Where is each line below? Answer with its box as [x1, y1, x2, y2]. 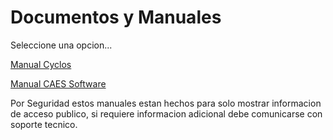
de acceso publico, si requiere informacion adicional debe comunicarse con [10, 107, 323, 120]
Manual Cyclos [10, 58, 72, 70]
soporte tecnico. [10, 118, 78, 130]
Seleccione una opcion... [10, 39, 113, 51]
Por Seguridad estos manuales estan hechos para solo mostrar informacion [10, 97, 322, 109]
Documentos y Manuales [10, 6, 222, 29]
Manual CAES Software [10, 77, 107, 90]
